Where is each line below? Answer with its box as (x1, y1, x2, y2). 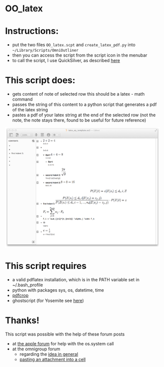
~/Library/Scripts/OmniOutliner (12, 48, 79, 53)
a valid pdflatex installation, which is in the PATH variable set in (12, 276, 140, 282)
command (12, 97, 33, 102)
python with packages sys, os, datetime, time (12, 287, 104, 293)
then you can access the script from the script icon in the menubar (12, 52, 147, 58)
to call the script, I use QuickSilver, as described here (12, 58, 120, 64)
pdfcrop (12, 292, 28, 298)
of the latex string (12, 107, 48, 113)
